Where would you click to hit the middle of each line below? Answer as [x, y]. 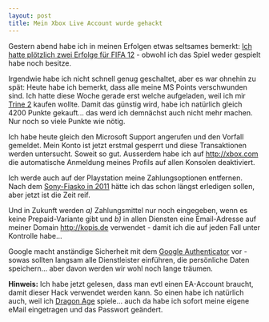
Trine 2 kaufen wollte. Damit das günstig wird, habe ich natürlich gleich [125, 104]
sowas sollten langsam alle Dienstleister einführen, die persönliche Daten [129, 260]
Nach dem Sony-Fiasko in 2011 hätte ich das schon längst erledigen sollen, [131, 186]
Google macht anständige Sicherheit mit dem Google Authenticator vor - [128, 251]
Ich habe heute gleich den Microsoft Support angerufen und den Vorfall [126, 136]
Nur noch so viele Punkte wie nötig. [67, 121]
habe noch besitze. [40, 63]
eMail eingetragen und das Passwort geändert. [86, 309]
